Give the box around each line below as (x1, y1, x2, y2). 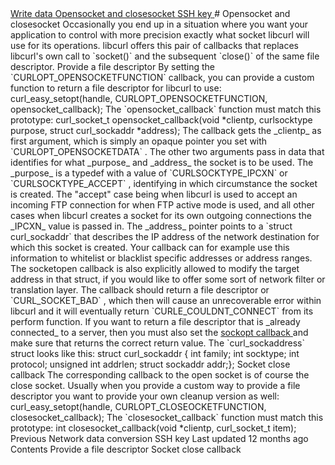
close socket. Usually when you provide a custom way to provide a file (10, 380, 301, 391)
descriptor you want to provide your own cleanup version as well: (10, 390, 280, 402)
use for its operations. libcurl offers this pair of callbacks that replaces (10, 40, 299, 51)
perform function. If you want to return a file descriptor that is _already (10, 316, 301, 327)
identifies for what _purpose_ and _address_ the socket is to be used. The (10, 157, 314, 168)
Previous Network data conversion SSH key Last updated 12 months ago (10, 433, 309, 444)
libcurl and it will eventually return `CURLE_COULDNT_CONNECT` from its (10, 305, 314, 317)
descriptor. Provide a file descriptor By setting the (10, 61, 216, 72)
